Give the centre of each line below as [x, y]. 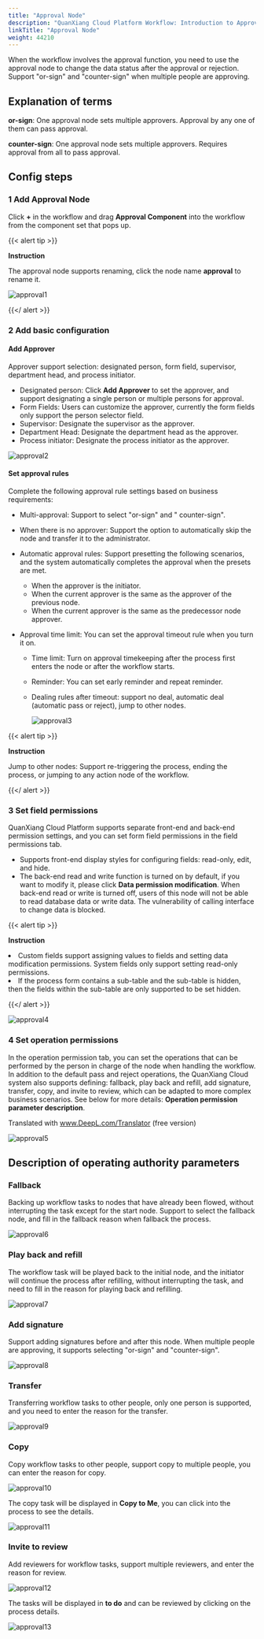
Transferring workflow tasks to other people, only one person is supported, [130, 1403]
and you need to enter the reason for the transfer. [88, 1411]
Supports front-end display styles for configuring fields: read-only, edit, [135, 860]
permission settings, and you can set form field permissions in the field [123, 836]
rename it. [24, 279]
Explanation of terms [60, 101]
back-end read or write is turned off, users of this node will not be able [134, 893]
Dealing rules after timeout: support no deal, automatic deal [127, 697]
